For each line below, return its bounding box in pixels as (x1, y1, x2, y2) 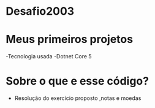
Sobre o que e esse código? (6, 74, 149, 88)
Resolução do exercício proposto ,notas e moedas (14, 94, 142, 102)
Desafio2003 (6, 4, 75, 18)
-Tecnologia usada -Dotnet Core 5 (6, 53, 93, 60)
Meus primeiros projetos (6, 33, 133, 47)
